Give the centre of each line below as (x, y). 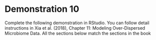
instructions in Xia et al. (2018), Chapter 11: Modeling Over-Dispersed (75, 28)
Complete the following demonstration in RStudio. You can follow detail (77, 23)
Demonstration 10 (42, 9)
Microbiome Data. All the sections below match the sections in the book (78, 33)
